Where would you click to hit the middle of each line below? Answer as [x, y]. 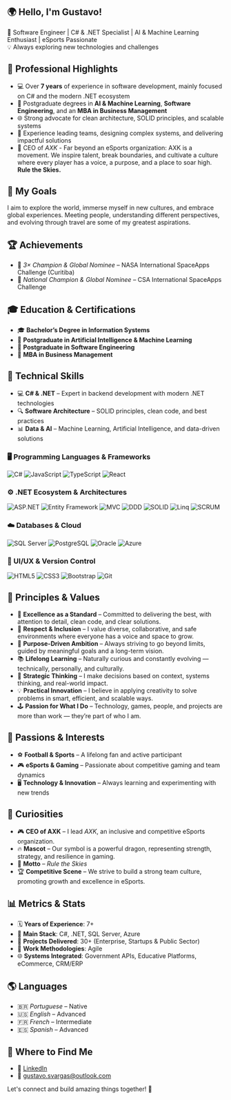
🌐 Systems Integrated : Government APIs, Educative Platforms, [107, 956]
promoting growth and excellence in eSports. [81, 881]
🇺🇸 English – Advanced [51, 1014]
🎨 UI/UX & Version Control [51, 561]
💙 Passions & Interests [56, 738]
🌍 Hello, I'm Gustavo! [54, 12]
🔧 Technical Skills [46, 376]
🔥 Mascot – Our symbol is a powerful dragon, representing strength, [114, 848]
